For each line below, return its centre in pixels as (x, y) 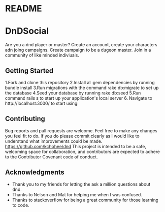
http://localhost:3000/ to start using (41, 103)
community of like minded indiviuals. (42, 55)
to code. (21, 205)
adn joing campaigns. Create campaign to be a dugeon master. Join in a (78, 50)
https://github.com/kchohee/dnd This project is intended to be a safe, (76, 146)
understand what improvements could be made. (54, 141)
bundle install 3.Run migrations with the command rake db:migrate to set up (82, 88)
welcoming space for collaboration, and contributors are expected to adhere (82, 151)
